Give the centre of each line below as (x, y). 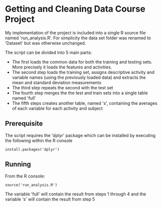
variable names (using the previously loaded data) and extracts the (79, 77)
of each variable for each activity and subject (57, 108)
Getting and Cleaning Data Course (75, 9)
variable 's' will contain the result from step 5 (50, 199)
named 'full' (24, 98)
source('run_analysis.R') (31, 185)
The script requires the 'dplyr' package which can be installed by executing (81, 135)
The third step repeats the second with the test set (63, 87)
